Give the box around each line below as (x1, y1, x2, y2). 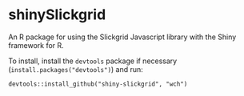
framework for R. (8, 40, 64, 50)
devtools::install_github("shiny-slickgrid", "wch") (8, 80, 188, 88)
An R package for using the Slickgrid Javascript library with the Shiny (8, 32, 237, 42)
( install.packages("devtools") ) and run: (8, 64, 144, 74)
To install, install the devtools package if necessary (8, 56, 178, 66)
